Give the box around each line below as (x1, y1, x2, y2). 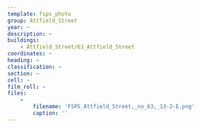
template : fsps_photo (7, 10, 72, 18)
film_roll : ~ (7, 83, 46, 90)
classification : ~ (7, 63, 62, 70)
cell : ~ (7, 76, 30, 84)
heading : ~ (7, 57, 40, 64)
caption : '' (33, 110, 69, 117)
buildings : (7, 37, 40, 44)
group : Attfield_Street (7, 17, 78, 24)
